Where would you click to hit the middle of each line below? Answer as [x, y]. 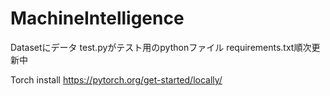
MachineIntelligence [97, 18]
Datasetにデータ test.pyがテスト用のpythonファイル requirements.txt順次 [161, 47]
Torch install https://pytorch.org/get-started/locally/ [116, 79]
